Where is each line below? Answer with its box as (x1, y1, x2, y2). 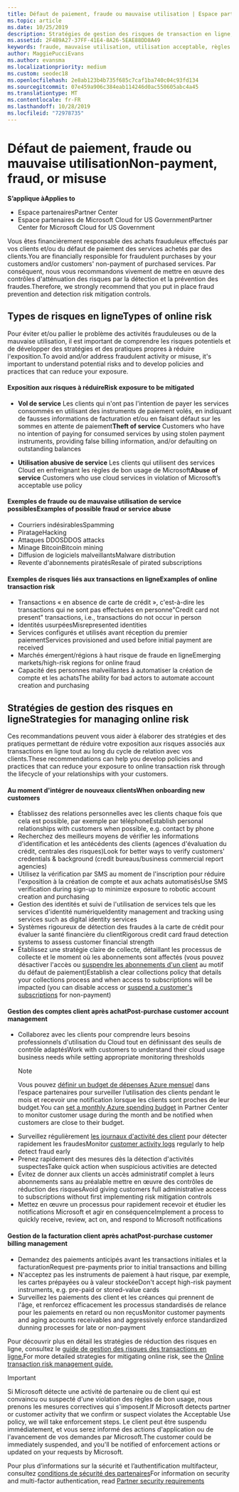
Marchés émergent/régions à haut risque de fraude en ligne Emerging (17, 651, 221, 660)
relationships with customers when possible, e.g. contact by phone (17, 825, 215, 833)
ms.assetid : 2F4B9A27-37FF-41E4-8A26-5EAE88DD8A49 (7, 37, 161, 44)
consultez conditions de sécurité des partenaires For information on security (7, 1469, 230, 1477)
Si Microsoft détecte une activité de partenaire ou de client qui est (7, 1387, 201, 1395)
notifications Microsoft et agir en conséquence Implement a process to (17, 1207, 224, 1217)
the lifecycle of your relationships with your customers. (7, 769, 169, 778)
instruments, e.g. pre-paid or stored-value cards (17, 1285, 160, 1293)
